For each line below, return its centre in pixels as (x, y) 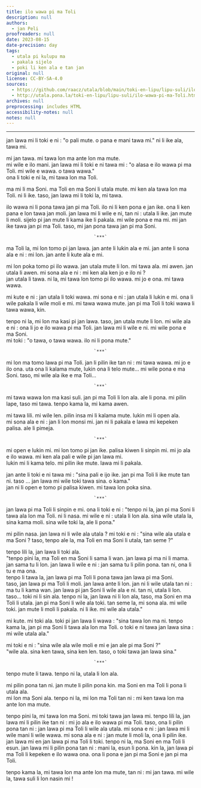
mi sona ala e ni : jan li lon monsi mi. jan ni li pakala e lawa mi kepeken (92, 422)
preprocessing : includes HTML (44, 106)
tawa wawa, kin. (26, 310)
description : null (29, 17)
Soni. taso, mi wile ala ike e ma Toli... (51, 375)
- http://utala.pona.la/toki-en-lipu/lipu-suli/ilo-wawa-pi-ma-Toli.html (105, 95)
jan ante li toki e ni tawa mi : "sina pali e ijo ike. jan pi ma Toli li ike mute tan (98, 475)
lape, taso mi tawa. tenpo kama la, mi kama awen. (67, 404)
